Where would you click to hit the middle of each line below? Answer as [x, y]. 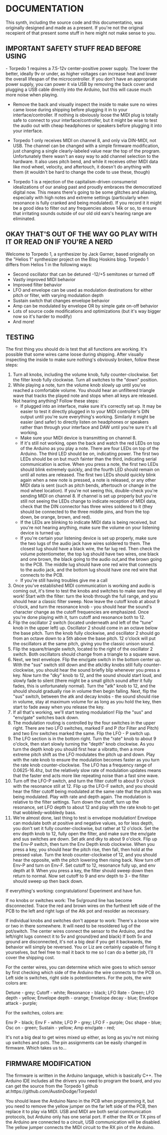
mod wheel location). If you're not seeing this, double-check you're [89, 491]
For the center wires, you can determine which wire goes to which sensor [81, 967]
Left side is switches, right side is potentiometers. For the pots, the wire [79, 978]
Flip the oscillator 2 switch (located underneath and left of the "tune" [83, 623]
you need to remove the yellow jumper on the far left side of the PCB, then [82, 1106]
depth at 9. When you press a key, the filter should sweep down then [83, 871]
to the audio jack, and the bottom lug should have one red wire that [89, 570]
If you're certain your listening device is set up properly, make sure [88, 538]
